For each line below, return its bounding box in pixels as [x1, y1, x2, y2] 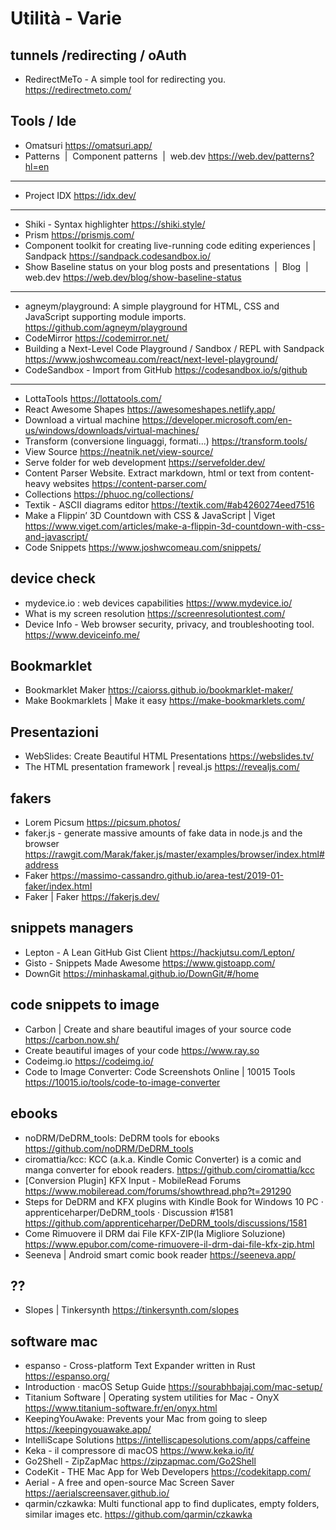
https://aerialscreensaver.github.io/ [24, 1487, 170, 1499]
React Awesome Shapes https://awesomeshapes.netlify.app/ [24, 403, 276, 415]
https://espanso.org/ [24, 1370, 110, 1382]
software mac [10, 1333, 98, 1350]
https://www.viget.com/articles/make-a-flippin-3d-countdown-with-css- [24, 520, 326, 532]
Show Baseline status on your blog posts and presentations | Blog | [24, 260, 309, 272]
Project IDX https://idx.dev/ [24, 189, 137, 201]
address [24, 859, 59, 871]
